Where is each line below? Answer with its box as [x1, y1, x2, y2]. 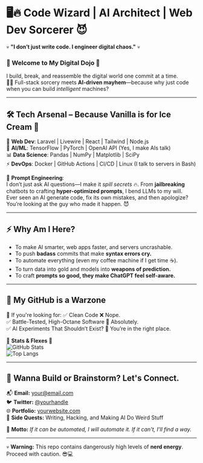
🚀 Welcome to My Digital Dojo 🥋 [6, 58, 100, 67]
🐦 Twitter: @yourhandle [6, 399, 68, 406]
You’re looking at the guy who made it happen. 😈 [6, 201, 129, 208]
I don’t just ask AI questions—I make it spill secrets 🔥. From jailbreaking [6, 181, 185, 188]
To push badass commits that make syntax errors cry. [14, 250, 152, 257]
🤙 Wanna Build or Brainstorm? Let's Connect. [6, 373, 179, 384]
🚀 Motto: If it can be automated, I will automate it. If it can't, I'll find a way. [6, 426, 192, 433]
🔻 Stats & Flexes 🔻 [6, 337, 53, 344]
